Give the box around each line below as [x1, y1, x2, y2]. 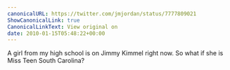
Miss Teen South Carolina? [7, 57, 85, 65]
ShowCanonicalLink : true [7, 17, 80, 24]
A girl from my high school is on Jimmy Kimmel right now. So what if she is [7, 49, 224, 57]
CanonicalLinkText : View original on [7, 23, 118, 30]
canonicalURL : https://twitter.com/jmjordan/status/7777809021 [7, 10, 197, 17]
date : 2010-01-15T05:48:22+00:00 [7, 29, 106, 37]
